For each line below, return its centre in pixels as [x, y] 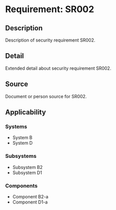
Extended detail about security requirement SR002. [58, 68]
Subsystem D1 [27, 173]
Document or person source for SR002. [46, 96]
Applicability [26, 112]
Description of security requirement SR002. [50, 40]
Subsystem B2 [27, 167]
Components [21, 186]
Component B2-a [30, 196]
